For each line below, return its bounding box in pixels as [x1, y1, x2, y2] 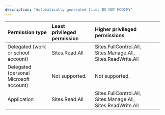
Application [7, 96, 34, 103]
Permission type [7, 29, 47, 36]
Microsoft [7, 75, 30, 82]
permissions [95, 32, 125, 39]
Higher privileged [95, 25, 137, 32]
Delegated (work [7, 43, 47, 50]
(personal [7, 69, 30, 76]
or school [7, 49, 29, 56]
